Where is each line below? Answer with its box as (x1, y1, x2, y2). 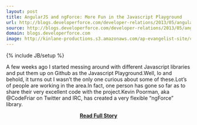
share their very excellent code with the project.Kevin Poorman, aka (6, 89, 170, 95)
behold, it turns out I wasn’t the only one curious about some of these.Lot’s (6, 76, 187, 83)
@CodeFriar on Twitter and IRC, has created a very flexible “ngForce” (6, 94, 174, 102)
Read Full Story (79, 112, 118, 119)
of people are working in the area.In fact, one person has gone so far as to (6, 82, 186, 89)
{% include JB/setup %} (6, 52, 64, 59)
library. (6, 101, 23, 107)
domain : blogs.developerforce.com (6, 31, 91, 36)
